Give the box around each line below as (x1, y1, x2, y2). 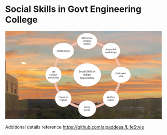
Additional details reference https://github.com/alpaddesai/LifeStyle (5, 124, 144, 130)
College (5, 14, 38, 25)
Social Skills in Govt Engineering (5, 3, 142, 15)
